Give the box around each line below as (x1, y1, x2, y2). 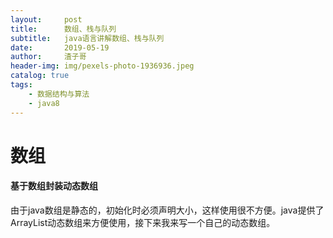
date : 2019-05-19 (10, 42, 110, 53)
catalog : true (10, 71, 70, 81)
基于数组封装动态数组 (10, 180, 98, 192)
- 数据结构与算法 (28, 89, 90, 99)
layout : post (10, 14, 83, 25)
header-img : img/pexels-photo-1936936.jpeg (10, 61, 195, 71)
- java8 (28, 98, 60, 108)
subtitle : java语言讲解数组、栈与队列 (10, 33, 165, 43)
